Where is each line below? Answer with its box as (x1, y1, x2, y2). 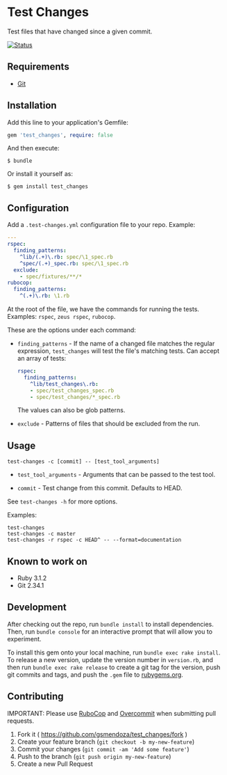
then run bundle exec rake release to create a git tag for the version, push (7, 663, 221, 671)
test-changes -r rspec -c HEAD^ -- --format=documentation (7, 537, 182, 544)
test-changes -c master (7, 531, 76, 538)
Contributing (7, 691, 64, 703)
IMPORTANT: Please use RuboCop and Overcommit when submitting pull (7, 709, 217, 717)
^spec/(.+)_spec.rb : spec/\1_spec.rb (19, 260, 129, 267)
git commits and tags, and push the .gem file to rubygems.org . (7, 670, 184, 679)
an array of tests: (17, 354, 67, 362)
